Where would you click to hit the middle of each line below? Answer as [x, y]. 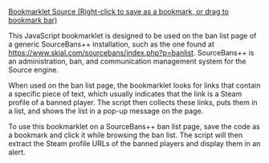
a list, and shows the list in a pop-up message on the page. [106, 111]
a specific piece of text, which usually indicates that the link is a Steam [125, 94]
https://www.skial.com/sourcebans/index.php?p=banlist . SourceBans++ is [131, 53]
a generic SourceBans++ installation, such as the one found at [111, 44]
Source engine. [33, 70]
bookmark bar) [33, 20]
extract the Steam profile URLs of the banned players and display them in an [134, 143]
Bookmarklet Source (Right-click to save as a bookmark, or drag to [118, 12]
